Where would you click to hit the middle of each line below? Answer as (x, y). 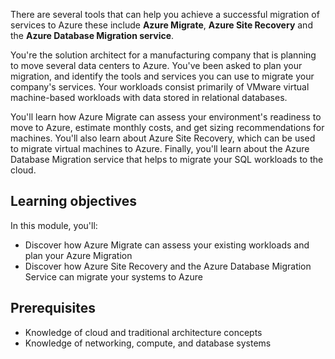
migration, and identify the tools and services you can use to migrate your (162, 76)
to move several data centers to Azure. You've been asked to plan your (156, 65)
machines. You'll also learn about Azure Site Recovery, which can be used (163, 138)
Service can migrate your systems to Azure (113, 276)
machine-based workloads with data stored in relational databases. (149, 97)
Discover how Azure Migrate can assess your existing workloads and (167, 245)
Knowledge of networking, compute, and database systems (148, 343)
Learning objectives (74, 201)
